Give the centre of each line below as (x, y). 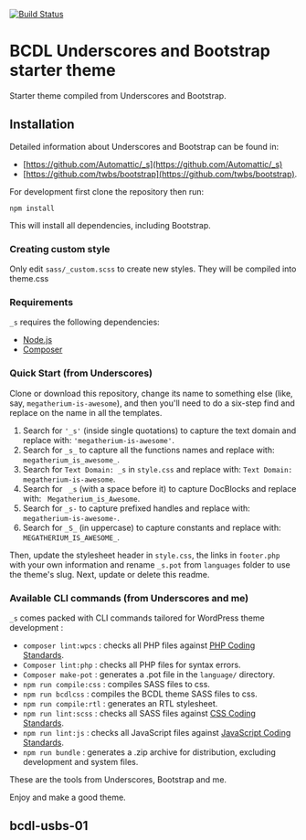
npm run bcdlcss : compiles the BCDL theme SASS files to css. (140, 694)
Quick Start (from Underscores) (81, 373)
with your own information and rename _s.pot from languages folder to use (150, 564)
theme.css (29, 279)
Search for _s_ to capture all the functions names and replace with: (148, 450)
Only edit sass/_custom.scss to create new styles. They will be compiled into (153, 269)
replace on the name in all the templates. (86, 412)
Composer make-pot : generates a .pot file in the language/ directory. (149, 674)
